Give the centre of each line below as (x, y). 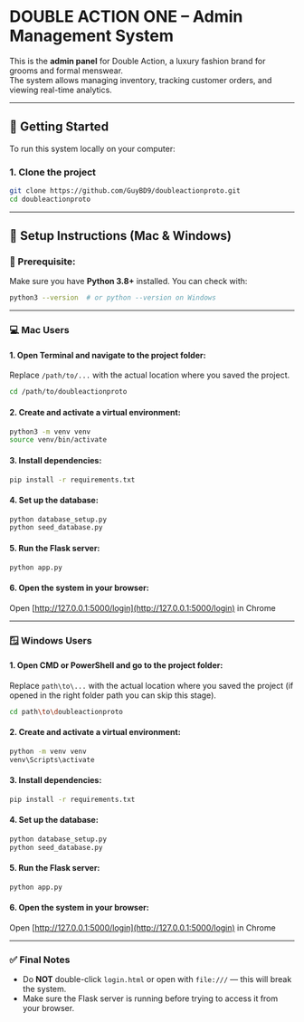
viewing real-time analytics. (61, 90)
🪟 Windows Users (51, 640)
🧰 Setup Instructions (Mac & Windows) (121, 236)
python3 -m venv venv (50, 432)
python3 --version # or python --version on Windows (113, 298)
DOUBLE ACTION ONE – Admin (126, 17)
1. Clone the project (53, 172)
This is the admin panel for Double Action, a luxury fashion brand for (138, 61)
